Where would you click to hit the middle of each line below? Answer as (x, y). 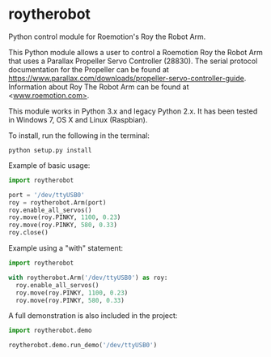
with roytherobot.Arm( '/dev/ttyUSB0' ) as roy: (88, 277)
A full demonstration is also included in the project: (93, 316)
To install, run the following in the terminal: (79, 135)
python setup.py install (50, 150)
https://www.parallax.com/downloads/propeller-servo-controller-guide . (127, 78)
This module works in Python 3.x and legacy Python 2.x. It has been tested (133, 111)
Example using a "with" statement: (66, 248)
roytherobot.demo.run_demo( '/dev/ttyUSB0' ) (83, 346)
